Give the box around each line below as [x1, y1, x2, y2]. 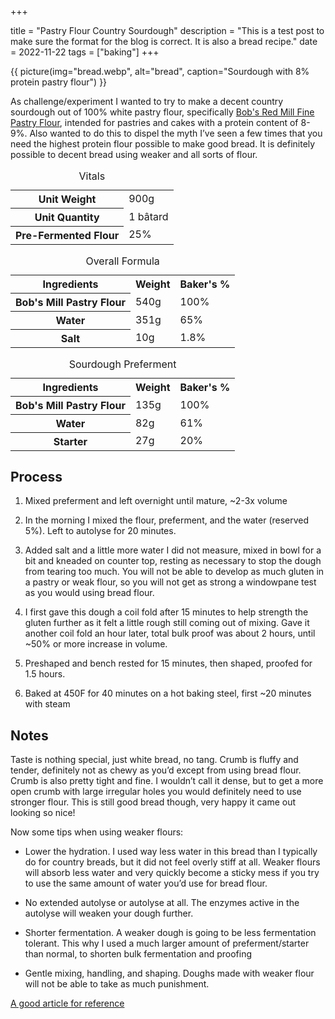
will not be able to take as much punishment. [24, 978, 210, 990]
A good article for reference [10, 997, 125, 1010]
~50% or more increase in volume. [24, 638, 168, 650]
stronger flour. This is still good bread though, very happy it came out [10, 796, 296, 808]
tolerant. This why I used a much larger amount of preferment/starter [24, 937, 310, 950]
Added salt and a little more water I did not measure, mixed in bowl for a [24, 544, 322, 556]
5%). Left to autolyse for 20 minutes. [24, 525, 177, 537]
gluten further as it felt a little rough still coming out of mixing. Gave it [24, 617, 310, 629]
